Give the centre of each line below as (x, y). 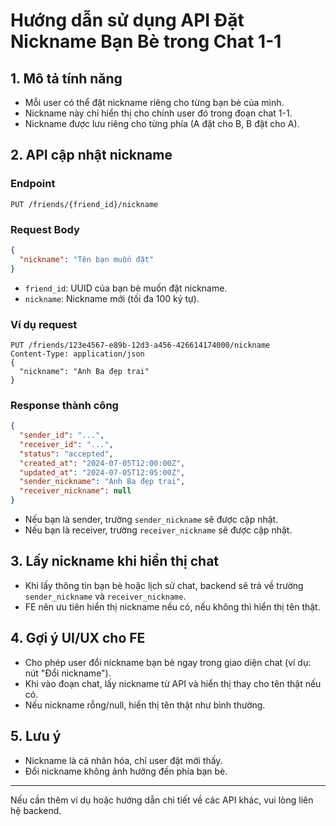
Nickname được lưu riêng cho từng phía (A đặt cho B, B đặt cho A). (162, 123)
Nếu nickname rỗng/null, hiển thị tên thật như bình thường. (145, 705)
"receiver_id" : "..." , (66, 444)
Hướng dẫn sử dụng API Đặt (127, 20)
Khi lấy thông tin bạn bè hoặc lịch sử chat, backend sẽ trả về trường (164, 585)
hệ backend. (36, 810)
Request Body (45, 229)
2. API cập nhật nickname (91, 155)
